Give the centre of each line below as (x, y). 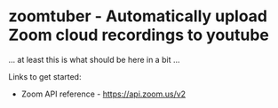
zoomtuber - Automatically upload (138, 16)
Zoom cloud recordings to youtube (139, 35)
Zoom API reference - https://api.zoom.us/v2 (103, 94)
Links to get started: (45, 76)
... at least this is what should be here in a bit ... (94, 59)
